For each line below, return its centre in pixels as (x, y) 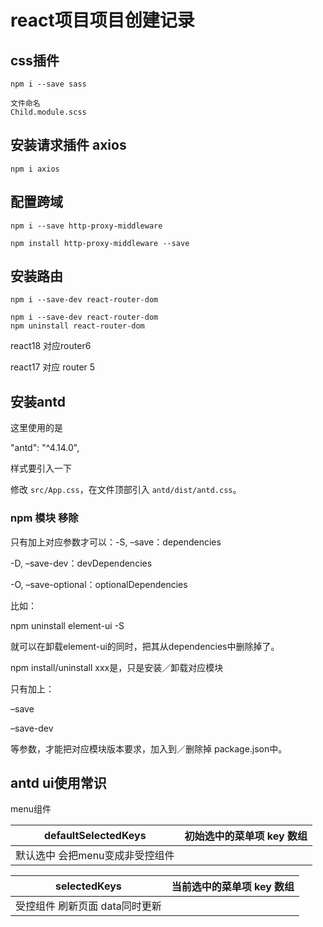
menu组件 (31, 809)
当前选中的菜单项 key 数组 (233, 887)
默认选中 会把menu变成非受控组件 (95, 856)
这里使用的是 (36, 428)
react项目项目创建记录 (102, 20)
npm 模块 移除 (44, 518)
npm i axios (35, 169)
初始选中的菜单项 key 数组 (246, 836)
